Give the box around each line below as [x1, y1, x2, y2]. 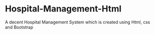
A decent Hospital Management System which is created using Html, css [5, 19, 150, 25]
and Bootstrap [5, 24, 33, 30]
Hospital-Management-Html [5, 3, 122, 14]
